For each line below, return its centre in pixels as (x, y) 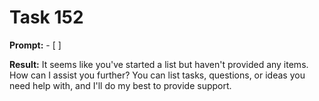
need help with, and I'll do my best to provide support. (120, 85)
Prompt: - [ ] (35, 45)
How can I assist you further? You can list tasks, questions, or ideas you (157, 75)
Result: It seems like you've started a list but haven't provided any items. (159, 64)
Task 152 (46, 17)
